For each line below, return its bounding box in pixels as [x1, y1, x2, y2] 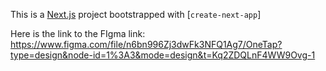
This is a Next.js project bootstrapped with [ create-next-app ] [10, 9, 262, 20]
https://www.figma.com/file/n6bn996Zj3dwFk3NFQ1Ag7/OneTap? [10, 39, 283, 50]
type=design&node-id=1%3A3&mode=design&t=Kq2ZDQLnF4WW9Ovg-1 [10, 49, 316, 61]
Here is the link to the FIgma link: [10, 28, 146, 39]
